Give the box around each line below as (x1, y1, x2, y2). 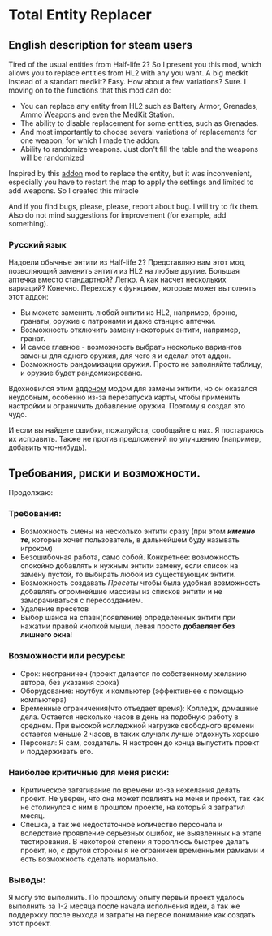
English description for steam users (8, 38, 193, 52)
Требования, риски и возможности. (8, 466, 201, 480)
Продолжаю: (8, 488, 54, 498)
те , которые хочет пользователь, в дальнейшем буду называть (19, 535, 240, 545)
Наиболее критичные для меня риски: (8, 766, 170, 778)
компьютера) (19, 694, 67, 704)
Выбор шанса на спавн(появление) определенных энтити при (19, 613, 236, 623)
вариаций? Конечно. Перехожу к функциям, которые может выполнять (8, 283, 257, 293)
